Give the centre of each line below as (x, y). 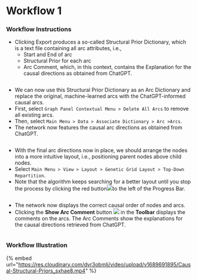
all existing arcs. (34, 115)
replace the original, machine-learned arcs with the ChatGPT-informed (100, 96)
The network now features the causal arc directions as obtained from (98, 127)
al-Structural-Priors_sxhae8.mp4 (46, 271)
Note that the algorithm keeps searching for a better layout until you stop (103, 182)
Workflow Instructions (39, 29)
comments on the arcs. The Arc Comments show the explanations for (99, 219)
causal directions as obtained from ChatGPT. (78, 73)
